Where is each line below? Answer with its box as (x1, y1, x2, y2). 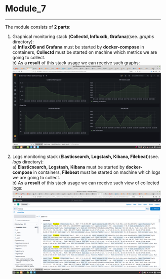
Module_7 (5, 3, 46, 14)
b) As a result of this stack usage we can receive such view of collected (12, 180, 160, 186)
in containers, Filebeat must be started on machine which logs (33, 169, 161, 175)
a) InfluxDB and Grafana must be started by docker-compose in (12, 44, 144, 50)
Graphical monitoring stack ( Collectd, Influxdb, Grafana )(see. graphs (12, 33, 154, 40)
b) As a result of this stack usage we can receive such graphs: (12, 60, 140, 66)
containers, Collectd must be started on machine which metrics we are (12, 49, 157, 55)
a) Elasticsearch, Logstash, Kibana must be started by (12, 164, 125, 170)
